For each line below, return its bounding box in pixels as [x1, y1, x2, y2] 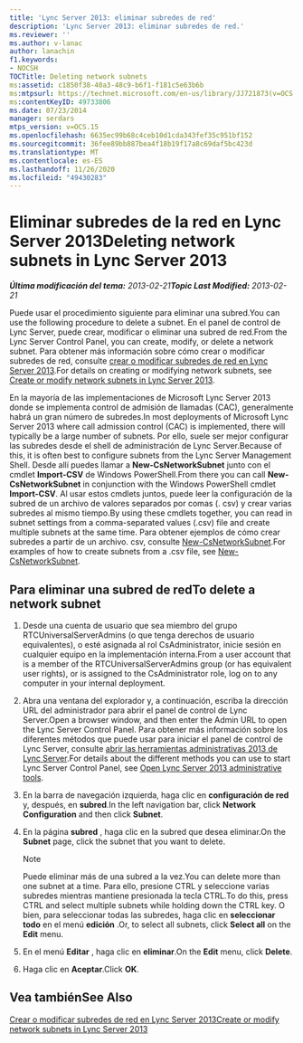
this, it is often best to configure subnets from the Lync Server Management [9, 450, 292, 461]
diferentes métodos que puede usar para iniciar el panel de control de [22, 734, 283, 744]
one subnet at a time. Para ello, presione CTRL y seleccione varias [22, 881, 270, 891]
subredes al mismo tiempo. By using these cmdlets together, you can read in [9, 507, 292, 518]
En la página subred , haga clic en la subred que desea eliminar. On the [22, 827, 287, 837]
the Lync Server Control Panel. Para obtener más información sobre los [22, 725, 288, 735]
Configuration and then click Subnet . [22, 809, 164, 820]
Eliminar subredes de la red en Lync [9, 212, 282, 232]
